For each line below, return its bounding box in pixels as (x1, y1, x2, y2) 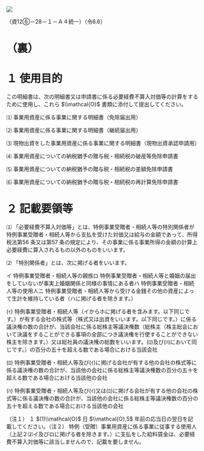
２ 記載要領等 (6, 202, 73, 216)
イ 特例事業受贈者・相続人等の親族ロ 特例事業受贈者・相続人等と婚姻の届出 (6, 272, 196, 280)
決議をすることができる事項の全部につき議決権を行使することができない (16, 331, 199, 338)
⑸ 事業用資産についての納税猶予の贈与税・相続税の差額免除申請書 (6, 165, 174, 173)
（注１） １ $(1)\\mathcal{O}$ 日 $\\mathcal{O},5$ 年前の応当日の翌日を (6, 415, 188, 423)
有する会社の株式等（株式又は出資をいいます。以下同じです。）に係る (24, 316, 197, 323)
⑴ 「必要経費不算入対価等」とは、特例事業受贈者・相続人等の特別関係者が (6, 223, 195, 231)
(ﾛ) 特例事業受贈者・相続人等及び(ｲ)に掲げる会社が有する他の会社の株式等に (6, 359, 197, 366)
